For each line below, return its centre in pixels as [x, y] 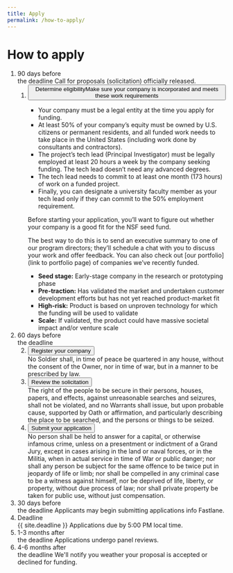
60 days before [39, 335]
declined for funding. [47, 562]
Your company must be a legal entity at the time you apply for [126, 110]
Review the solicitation [60, 382]
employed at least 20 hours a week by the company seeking [124, 162]
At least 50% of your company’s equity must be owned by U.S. [127, 125]
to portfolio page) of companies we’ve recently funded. [120, 263]
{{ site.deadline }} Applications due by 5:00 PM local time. [100, 525]
